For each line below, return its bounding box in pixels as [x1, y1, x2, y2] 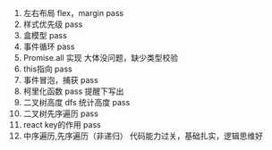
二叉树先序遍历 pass [22, 108, 99, 119]
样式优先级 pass [22, 19, 83, 29]
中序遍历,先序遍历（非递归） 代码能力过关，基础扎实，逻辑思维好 [22, 130, 263, 141]
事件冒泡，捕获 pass [22, 75, 99, 85]
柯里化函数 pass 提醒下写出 [22, 86, 124, 96]
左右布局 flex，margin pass [22, 8, 124, 18]
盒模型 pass [22, 30, 68, 40]
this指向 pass [22, 63, 72, 74]
